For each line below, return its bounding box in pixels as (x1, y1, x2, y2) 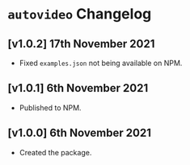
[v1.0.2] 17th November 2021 (7, 37, 155, 51)
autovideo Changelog (7, 5, 152, 23)
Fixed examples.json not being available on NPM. (19, 58, 183, 68)
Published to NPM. (19, 102, 82, 113)
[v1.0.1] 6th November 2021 (7, 81, 149, 95)
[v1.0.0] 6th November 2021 (7, 126, 151, 140)
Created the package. (19, 147, 92, 157)
